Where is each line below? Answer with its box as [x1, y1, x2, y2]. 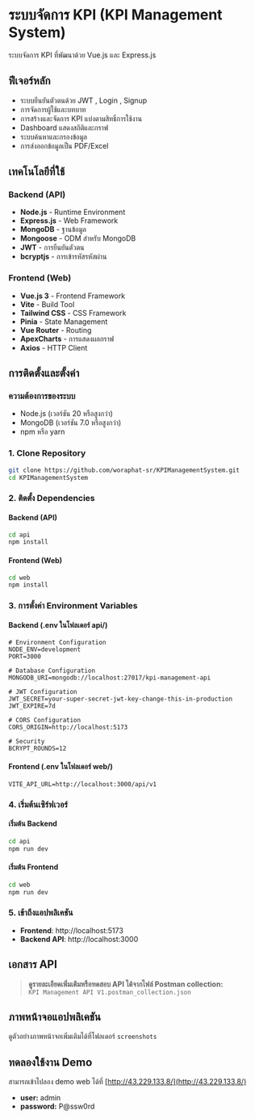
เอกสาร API [8, 957, 58, 971]
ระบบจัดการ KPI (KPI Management [8, 6, 224, 24]
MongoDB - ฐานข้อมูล [19, 225, 86, 234]
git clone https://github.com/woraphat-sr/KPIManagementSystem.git [8, 466, 240, 474]
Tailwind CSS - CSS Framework [19, 308, 127, 318]
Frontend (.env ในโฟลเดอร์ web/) [8, 762, 113, 772]
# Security [8, 738, 45, 746]
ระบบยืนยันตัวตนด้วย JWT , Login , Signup [19, 95, 148, 105]
